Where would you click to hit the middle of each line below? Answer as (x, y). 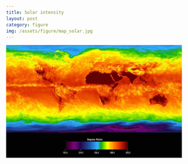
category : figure (27, 25)
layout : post (22, 18)
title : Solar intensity (35, 12)
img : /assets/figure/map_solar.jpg (49, 31)
